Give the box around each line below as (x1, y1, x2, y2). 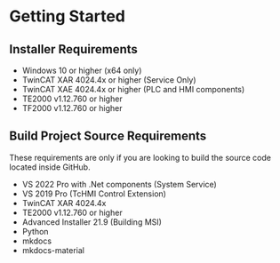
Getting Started (9, 6, 126, 27)
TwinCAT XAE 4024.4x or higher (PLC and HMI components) (21, 84, 245, 94)
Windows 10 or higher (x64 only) (21, 65, 142, 76)
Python (21, 226, 49, 236)
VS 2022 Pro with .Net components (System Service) (21, 179, 218, 189)
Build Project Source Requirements (9, 129, 207, 144)
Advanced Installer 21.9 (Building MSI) (21, 216, 163, 227)
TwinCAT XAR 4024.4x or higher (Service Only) (21, 75, 197, 85)
